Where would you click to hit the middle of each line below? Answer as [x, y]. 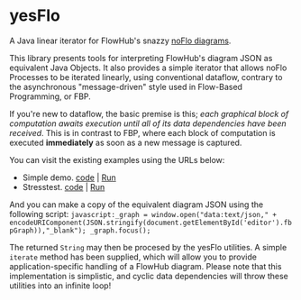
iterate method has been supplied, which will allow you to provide [133, 257]
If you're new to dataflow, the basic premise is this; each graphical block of [149, 114]
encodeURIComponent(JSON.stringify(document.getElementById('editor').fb [151, 223]
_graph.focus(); [120, 231]
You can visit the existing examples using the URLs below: [117, 159]
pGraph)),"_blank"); [48, 231]
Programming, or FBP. [50, 96]
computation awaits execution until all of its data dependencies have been [148, 123]
